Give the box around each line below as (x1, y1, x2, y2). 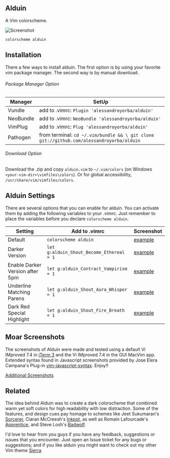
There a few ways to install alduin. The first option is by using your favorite (5, 64, 161, 70)
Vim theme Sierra (5, 447, 41, 453)
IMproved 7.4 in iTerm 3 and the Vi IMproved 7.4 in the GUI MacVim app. (5, 351, 156, 358)
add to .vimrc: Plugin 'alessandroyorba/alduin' (39, 107, 153, 114)
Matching (8, 288, 30, 295)
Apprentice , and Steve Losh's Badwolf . (5, 422, 86, 428)
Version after (8, 268, 39, 275)
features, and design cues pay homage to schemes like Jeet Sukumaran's (5, 411, 159, 417)
